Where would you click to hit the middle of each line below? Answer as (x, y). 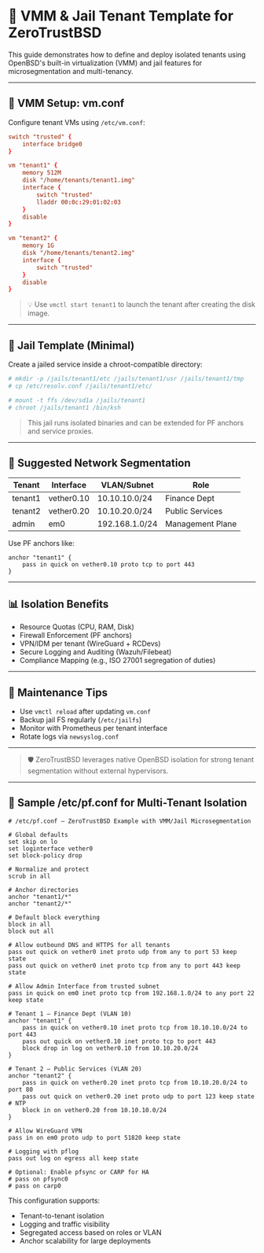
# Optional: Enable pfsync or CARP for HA (79, 1172)
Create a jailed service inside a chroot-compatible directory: (105, 364)
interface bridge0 (52, 144)
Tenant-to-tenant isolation (62, 1215)
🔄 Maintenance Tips (58, 693)
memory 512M (42, 173)
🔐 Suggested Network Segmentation (99, 463)
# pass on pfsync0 (38, 1179)
